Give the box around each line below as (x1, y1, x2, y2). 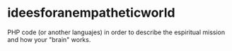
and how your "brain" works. (7, 35, 91, 43)
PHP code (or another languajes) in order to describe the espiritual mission (7, 28, 225, 36)
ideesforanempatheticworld (7, 5, 175, 21)
